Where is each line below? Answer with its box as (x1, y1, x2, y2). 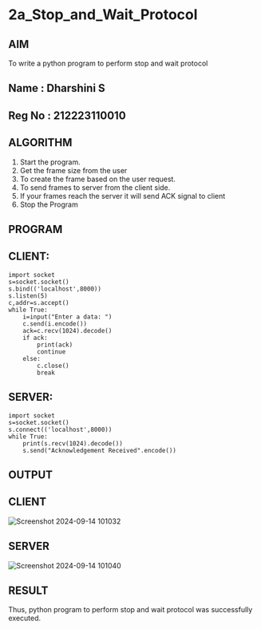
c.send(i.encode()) (22, 319, 88, 328)
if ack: (22, 334, 48, 342)
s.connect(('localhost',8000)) (8, 425, 113, 433)
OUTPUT (8, 469, 53, 481)
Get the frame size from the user (19, 165, 128, 175)
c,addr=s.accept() (8, 299, 69, 307)
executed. (8, 613, 42, 623)
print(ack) (37, 341, 73, 349)
